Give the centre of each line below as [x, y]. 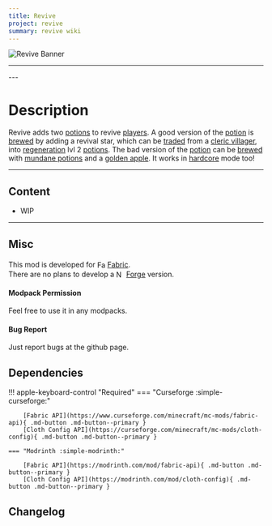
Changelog [37, 511]
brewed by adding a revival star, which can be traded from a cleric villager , [133, 141]
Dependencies [46, 372]
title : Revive [32, 16]
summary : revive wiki [45, 31]
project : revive [36, 24]
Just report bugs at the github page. [69, 347]
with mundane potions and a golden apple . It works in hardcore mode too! [132, 158]
